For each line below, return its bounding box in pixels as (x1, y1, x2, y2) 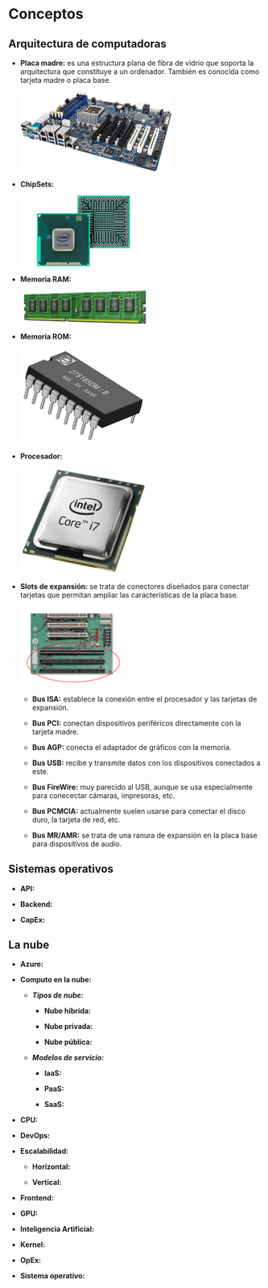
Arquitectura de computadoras (8, 37, 167, 51)
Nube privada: (43, 1022, 93, 1031)
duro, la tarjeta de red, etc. (31, 814, 121, 825)
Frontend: (19, 1193, 54, 1203)
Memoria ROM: (19, 331, 72, 342)
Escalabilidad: (19, 1146, 69, 1156)
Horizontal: (31, 1162, 71, 1171)
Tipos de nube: (31, 990, 84, 1000)
